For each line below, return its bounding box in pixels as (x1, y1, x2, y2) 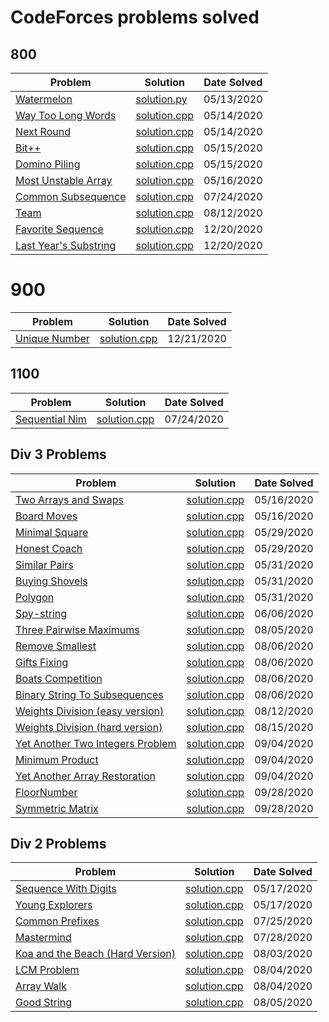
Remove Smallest (15, 639, 97, 653)
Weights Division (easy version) (15, 704, 165, 718)
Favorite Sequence (15, 222, 104, 236)
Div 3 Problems (10, 446, 107, 463)
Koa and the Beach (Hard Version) (15, 947, 177, 961)
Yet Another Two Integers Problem (15, 736, 177, 750)
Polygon (15, 590, 55, 604)
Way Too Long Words (15, 109, 117, 122)
